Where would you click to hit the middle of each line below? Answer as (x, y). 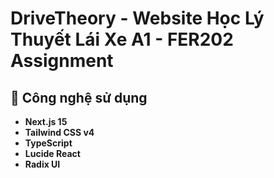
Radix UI (42, 164)
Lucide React (52, 153)
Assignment (62, 61)
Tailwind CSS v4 (59, 132)
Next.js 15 (46, 121)
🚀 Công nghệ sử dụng (79, 97)
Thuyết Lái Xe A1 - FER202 (122, 39)
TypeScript (48, 143)
